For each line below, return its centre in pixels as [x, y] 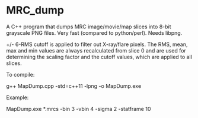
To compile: [20, 74]
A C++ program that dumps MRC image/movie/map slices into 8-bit [89, 27]
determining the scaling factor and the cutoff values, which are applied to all [99, 57]
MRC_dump [35, 10]
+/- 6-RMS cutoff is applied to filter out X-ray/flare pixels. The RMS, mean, [97, 44]
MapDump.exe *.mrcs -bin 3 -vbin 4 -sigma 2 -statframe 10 [79, 109]
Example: [17, 97]
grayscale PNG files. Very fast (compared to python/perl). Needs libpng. [94, 32]
